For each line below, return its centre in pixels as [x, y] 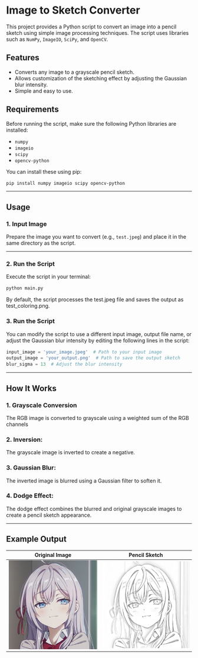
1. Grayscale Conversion [42, 405]
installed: [17, 130]
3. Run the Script [30, 321]
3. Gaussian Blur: [31, 468]
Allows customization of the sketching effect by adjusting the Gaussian [101, 78]
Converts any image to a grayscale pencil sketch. [74, 72]
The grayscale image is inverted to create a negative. [71, 452]
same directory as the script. [41, 243]
